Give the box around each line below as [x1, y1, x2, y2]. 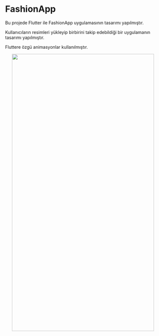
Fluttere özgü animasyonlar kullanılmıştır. [5, 44, 88, 50]
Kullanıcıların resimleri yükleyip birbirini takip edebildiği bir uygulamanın [5, 29, 151, 35]
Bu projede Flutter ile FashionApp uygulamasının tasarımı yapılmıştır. [5, 20, 144, 26]
